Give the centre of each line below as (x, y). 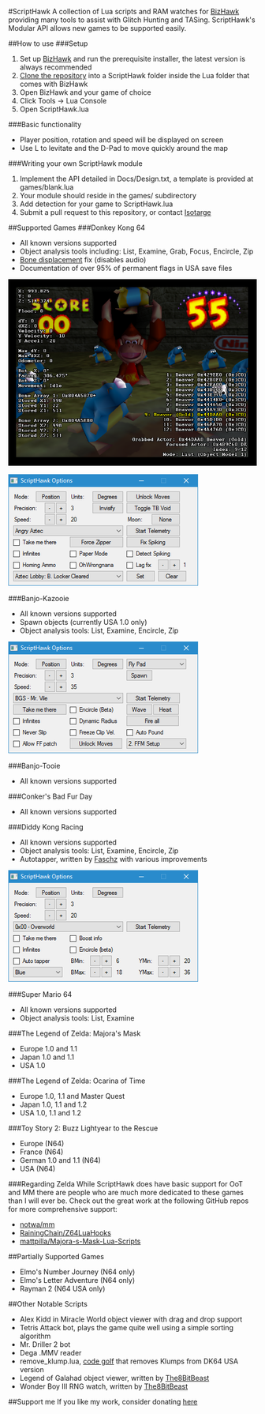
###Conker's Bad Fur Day (50, 796)
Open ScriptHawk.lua (54, 109)
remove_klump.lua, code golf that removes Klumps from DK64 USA (129, 1361)
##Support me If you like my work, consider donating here (103, 1402)
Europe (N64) (42, 1143)
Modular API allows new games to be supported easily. (97, 28)
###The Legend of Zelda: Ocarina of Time (77, 1081)
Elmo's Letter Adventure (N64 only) (77, 1280)
